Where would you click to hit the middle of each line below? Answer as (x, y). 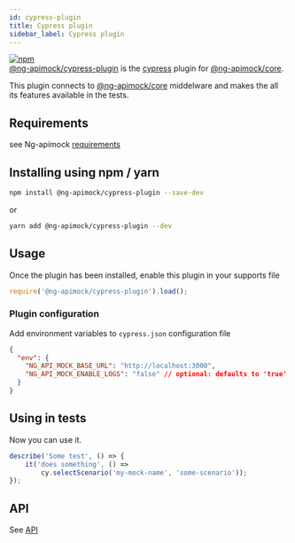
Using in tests (48, 418)
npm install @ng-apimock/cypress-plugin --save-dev (106, 193)
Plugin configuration (54, 314)
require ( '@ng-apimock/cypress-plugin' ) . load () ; (99, 291)
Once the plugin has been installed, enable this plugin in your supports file (145, 275)
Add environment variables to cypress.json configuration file (120, 333)
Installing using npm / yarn (84, 173)
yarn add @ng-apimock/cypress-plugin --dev (91, 226)
